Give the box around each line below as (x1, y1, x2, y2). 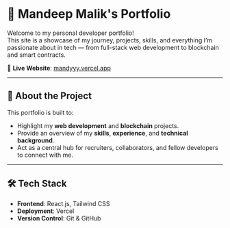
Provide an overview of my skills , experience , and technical (16, 129, 188, 137)
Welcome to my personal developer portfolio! (7, 29, 135, 37)
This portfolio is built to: (7, 108, 74, 116)
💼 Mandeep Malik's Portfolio (7, 6, 171, 22)
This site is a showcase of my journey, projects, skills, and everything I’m (7, 36, 212, 44)
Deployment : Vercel (16, 207, 75, 215)
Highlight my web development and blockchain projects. (16, 121, 179, 129)
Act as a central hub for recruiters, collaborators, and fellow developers (16, 143, 219, 151)
